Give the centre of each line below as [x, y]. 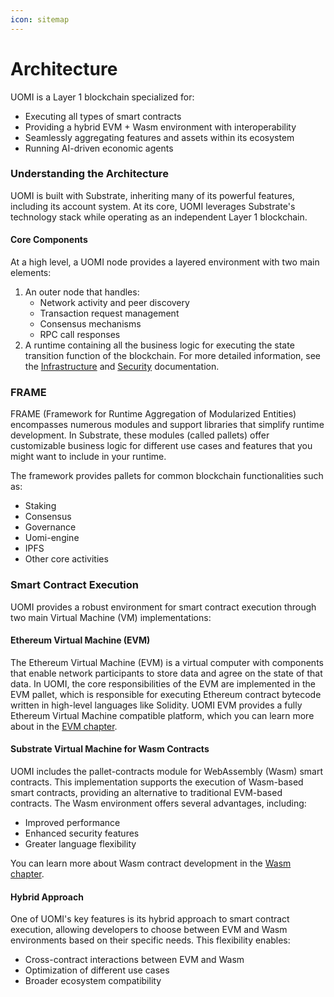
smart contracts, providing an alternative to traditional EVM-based [146, 793]
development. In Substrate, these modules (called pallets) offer [140, 435]
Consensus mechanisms [90, 324]
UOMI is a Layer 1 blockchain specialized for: [102, 97]
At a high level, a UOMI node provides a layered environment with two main [165, 262]
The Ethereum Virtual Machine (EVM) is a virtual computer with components [167, 662]
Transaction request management [109, 313]
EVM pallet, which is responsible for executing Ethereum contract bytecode [166, 694]
